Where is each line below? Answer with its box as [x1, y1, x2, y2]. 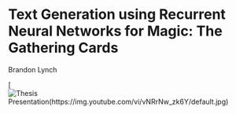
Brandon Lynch [8, 64, 57, 74]
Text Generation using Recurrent [8, 6, 227, 24]
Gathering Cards [8, 39, 119, 57]
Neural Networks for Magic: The [8, 22, 223, 40]
